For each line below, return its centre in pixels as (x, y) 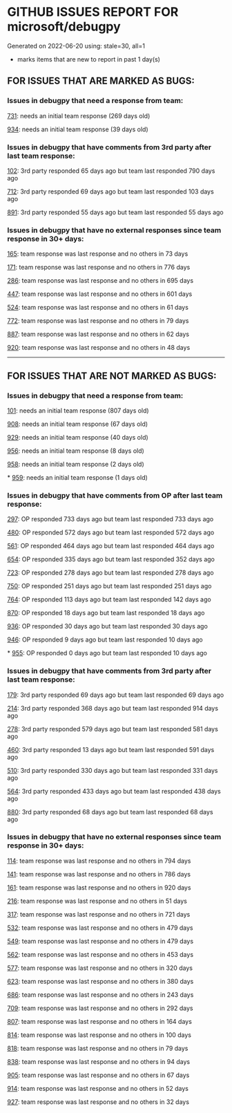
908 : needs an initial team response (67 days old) (78, 424)
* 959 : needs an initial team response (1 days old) (78, 477)
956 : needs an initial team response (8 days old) (76, 451)
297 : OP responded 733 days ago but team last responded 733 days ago (110, 519)
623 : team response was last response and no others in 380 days (100, 981)
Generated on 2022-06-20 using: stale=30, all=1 (76, 46)
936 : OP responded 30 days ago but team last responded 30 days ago (108, 626)
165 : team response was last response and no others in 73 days (98, 254)
